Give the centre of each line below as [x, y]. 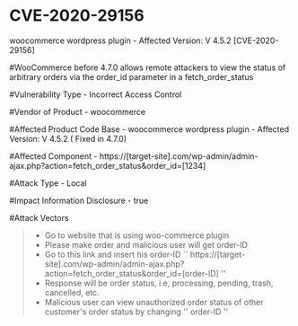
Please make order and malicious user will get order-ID [146, 244]
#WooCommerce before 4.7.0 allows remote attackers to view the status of [148, 67]
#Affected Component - [53, 156]
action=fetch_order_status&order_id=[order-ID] [132, 273]
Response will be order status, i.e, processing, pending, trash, [159, 283]
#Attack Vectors [39, 217]
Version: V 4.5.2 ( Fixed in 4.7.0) [68, 138]
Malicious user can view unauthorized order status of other [154, 302]
